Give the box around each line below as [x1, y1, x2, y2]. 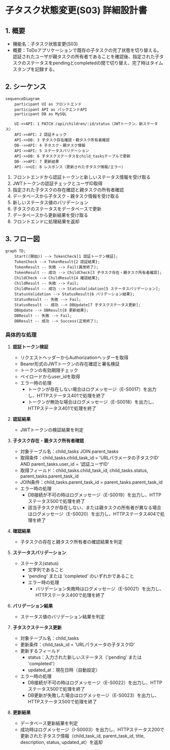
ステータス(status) [20, 560, 59, 566]
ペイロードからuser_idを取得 [20, 373, 80, 380]
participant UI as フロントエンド [14, 101, 82, 107]
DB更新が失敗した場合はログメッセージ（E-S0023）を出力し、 [27, 692, 160, 698]
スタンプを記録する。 [12, 66, 57, 72]
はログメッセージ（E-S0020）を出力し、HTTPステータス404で [27, 510, 161, 517]
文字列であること [27, 566, 64, 572]
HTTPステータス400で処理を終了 [35, 592, 105, 598]
